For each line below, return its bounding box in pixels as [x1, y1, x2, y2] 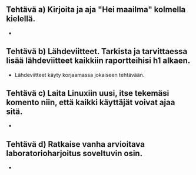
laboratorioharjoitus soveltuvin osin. [6, 148, 143, 158]
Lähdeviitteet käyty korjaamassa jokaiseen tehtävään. [14, 71, 145, 78]
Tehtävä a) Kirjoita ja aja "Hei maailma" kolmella [6, 5, 186, 15]
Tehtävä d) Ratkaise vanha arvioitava [6, 139, 145, 149]
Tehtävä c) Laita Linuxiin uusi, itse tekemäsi [6, 88, 170, 99]
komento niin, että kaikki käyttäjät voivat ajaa [6, 97, 175, 107]
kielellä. [6, 14, 36, 24]
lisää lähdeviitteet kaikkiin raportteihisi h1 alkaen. [6, 56, 191, 66]
